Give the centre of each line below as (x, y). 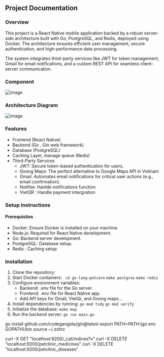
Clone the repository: (34, 272)
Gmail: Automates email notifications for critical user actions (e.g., (86, 176)
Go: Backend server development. (47, 238)
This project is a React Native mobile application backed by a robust (74, 33)
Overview (17, 22)
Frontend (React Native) (36, 139)
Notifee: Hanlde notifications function (58, 187)
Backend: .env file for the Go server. (56, 288)
